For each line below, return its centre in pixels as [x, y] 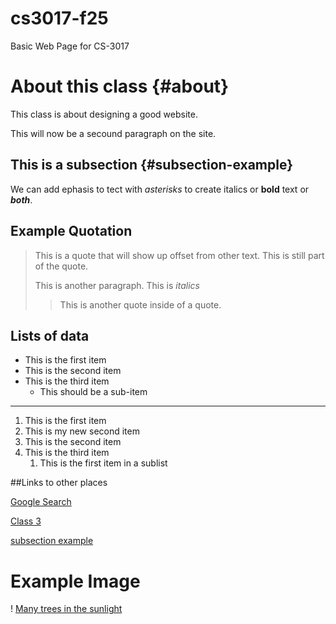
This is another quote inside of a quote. [140, 304]
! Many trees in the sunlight [66, 609]
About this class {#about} [120, 86]
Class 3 [26, 521]
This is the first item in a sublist [103, 463]
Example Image [75, 581]
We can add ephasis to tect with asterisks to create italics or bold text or [160, 189]
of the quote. [61, 266]
